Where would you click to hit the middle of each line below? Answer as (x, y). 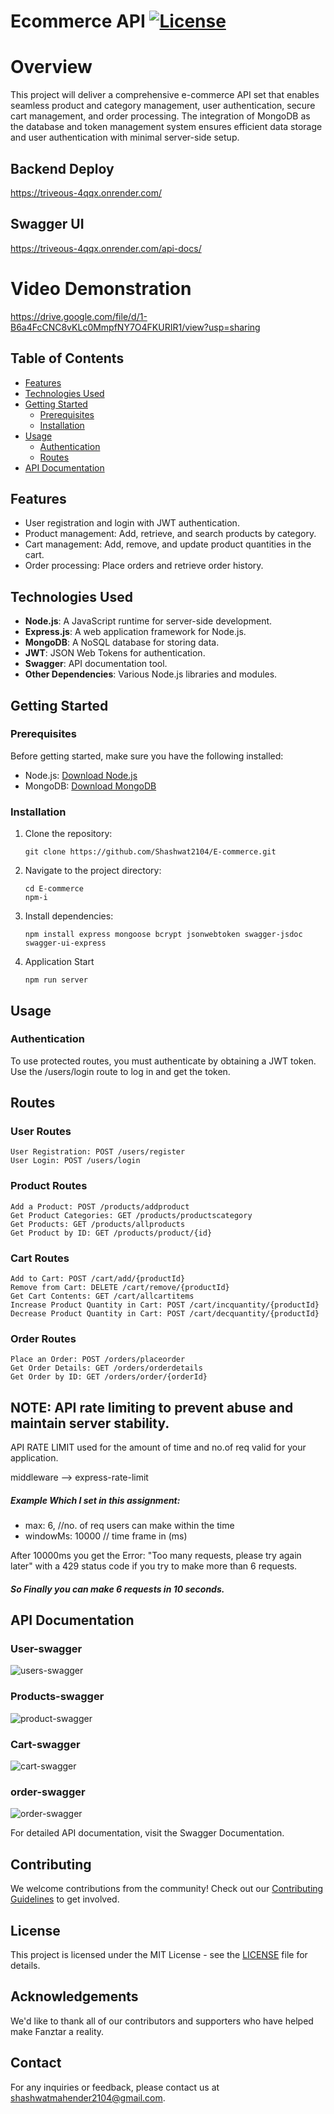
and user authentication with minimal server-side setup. (125, 137)
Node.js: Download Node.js (81, 775)
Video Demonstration (101, 288)
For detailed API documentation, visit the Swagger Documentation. (147, 1833)
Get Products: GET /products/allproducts (98, 1224)
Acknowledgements (74, 1996)
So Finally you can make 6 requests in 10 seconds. (117, 1589)
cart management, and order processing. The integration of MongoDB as (160, 116)
